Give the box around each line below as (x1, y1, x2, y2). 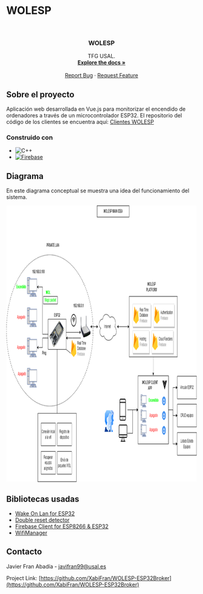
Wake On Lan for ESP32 (14, 509, 76, 517)
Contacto (6, 547, 42, 557)
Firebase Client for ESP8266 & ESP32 (14, 523, 109, 530)
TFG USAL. (87, 53, 116, 60)
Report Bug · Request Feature (65, 72, 138, 79)
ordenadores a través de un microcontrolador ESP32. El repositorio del (6, 112, 182, 119)
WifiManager (14, 529, 48, 536)
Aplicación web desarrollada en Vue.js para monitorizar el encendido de (6, 105, 186, 113)
